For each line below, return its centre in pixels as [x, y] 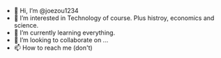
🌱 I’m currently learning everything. [64, 32]
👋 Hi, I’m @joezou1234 [46, 11]
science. [26, 25]
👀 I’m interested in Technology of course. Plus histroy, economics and [114, 18]
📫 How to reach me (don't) [53, 48]
